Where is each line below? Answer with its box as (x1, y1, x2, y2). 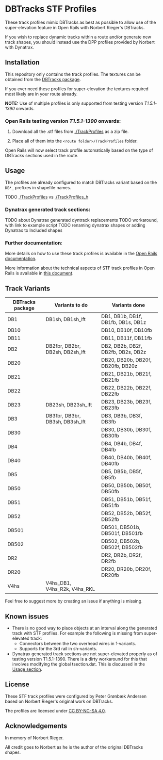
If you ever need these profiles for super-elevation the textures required (5, 86, 149, 92)
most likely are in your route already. (5, 91, 78, 97)
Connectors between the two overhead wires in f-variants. (19, 641, 136, 647)
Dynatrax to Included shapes (5, 227, 63, 233)
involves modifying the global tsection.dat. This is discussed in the (12, 661, 145, 667)
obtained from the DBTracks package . (5, 76, 81, 82)
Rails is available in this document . (5, 270, 74, 276)
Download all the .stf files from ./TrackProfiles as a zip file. (12, 129, 129, 134)
